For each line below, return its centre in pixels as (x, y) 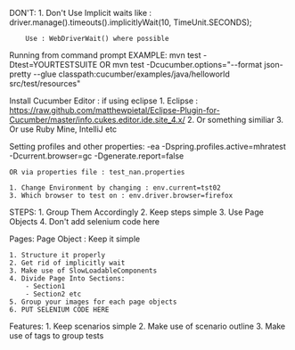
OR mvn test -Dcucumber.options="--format (181, 65)
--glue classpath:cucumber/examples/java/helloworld (131, 74)
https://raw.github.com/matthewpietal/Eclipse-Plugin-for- (115, 110)
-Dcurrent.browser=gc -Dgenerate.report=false (97, 156)
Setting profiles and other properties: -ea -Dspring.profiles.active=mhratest (148, 147)
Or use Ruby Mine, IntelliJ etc (63, 129)
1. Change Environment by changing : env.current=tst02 (115, 188)
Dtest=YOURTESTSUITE (53, 65)
